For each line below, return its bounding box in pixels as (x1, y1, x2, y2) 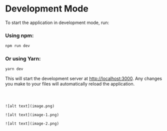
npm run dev (5, 43, 30, 48)
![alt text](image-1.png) (5, 112, 59, 117)
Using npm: (5, 32, 34, 39)
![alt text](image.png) (5, 103, 55, 109)
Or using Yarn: (5, 55, 41, 62)
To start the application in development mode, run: (5, 19, 109, 25)
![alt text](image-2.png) (5, 121, 59, 126)
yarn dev (5, 66, 23, 71)
